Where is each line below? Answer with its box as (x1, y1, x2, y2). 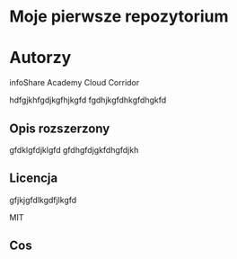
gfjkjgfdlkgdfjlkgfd (9, 194, 77, 205)
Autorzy (9, 48, 72, 68)
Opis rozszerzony (9, 121, 110, 136)
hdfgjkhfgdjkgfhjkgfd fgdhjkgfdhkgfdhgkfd (9, 94, 167, 105)
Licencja (9, 171, 58, 186)
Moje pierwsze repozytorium (9, 6, 229, 27)
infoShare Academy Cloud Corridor (9, 77, 140, 88)
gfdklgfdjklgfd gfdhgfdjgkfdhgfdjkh (9, 144, 139, 155)
